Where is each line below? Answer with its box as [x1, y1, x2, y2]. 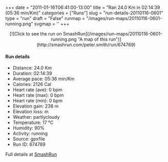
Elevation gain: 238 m [12, 103, 59, 110]
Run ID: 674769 [12, 141, 46, 148]
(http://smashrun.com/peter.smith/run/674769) [36, 42, 136, 48]
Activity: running [12, 131, 48, 137]
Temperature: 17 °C [12, 119, 54, 125]
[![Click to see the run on [9, 31, 62, 37]
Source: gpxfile [12, 136, 45, 142]
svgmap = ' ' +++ [34, 21, 70, 27]
